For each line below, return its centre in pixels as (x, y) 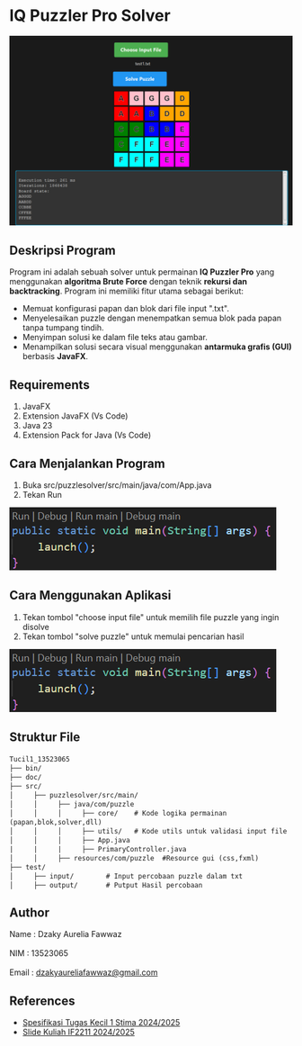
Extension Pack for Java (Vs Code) (87, 435)
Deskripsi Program (63, 250)
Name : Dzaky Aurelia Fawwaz (66, 934)
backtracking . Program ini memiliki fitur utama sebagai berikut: (127, 291)
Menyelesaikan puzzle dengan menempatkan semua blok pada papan (152, 318)
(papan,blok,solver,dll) (56, 822)
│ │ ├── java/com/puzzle (72, 804)
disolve (36, 627)
